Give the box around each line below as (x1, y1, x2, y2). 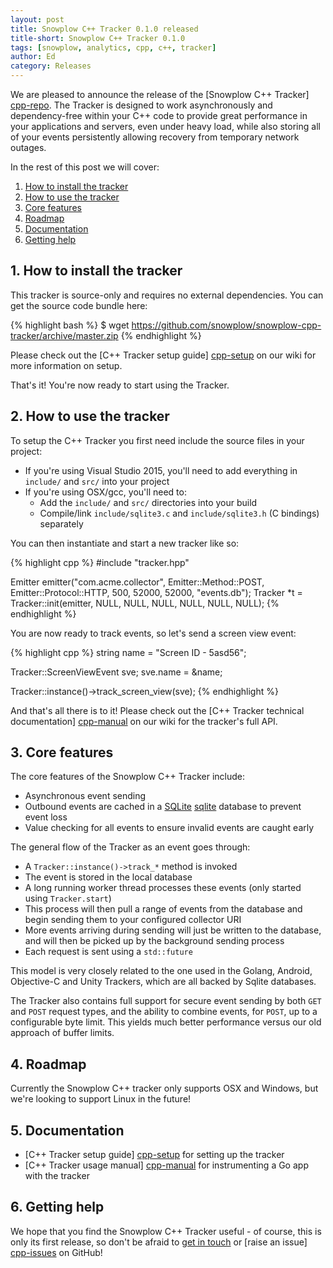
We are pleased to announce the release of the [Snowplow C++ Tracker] (10, 89, 310, 100)
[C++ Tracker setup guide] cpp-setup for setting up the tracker (24, 1149, 285, 1161)
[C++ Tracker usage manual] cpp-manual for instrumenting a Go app (24, 1159, 309, 1171)
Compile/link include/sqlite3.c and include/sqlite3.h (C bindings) (39, 507, 320, 519)
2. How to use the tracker (10, 408, 170, 425)
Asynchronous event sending (24, 790, 147, 802)
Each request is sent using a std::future (24, 946, 193, 958)
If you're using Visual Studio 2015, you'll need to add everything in (24, 464, 298, 476)
